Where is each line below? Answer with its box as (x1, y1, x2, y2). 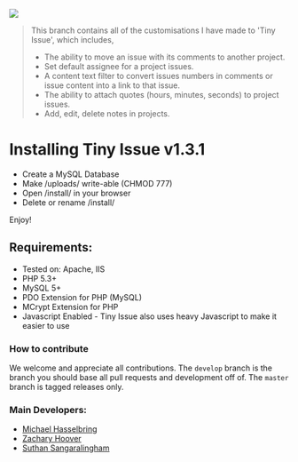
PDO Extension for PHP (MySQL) (21, 291, 143, 302)
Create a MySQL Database (21, 169, 120, 179)
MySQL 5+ (21, 283, 62, 293)
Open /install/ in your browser (21, 187, 131, 198)
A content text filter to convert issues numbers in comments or (43, 71, 273, 81)
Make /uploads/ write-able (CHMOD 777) (21, 178, 173, 188)
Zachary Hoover (21, 434, 82, 444)
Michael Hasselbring (21, 424, 98, 434)
